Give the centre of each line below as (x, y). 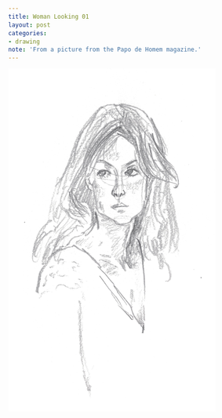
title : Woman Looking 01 (49, 16)
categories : (27, 33)
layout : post (29, 25)
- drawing (24, 42)
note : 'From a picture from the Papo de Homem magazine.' (105, 50)
